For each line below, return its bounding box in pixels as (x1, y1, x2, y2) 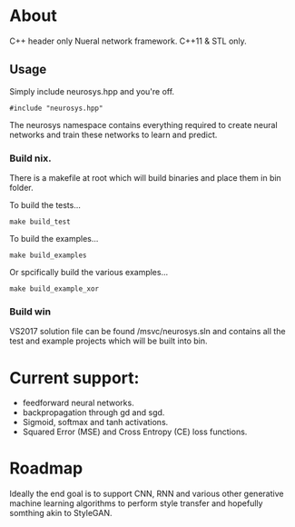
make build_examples (9, 251, 88, 260)
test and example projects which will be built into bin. (9, 335, 208, 346)
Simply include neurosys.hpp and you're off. (9, 85, 175, 96)
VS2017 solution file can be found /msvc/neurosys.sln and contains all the (9, 326, 286, 337)
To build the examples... (9, 234, 99, 244)
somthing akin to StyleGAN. (9, 508, 113, 519)
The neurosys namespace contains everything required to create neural (9, 119, 279, 130)
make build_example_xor (9, 284, 100, 293)
